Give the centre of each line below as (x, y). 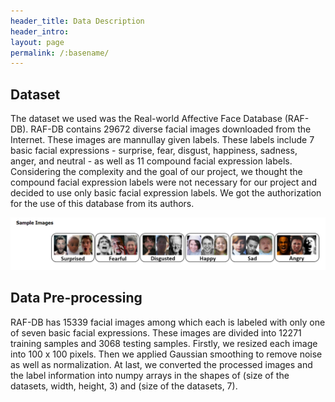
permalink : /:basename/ (60, 53)
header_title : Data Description (77, 21)
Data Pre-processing (76, 298)
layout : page (37, 42)
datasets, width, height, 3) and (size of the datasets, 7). (124, 386)
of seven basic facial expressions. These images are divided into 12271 (156, 332)
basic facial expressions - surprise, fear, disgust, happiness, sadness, (154, 151)
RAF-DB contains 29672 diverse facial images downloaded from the (171, 129)
